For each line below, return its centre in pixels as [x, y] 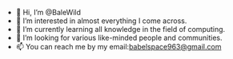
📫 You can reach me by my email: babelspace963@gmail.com [119, 47]
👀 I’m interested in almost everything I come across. [101, 21]
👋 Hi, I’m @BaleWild [48, 12]
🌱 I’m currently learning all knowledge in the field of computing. [121, 29]
